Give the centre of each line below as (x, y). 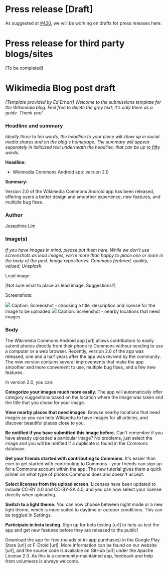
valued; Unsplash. (24, 266)
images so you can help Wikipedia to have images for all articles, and (76, 418)
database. (16, 449)
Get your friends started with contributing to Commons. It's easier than (80, 458)
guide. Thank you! (24, 113)
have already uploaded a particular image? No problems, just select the (79, 438)
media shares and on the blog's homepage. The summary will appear (77, 142)
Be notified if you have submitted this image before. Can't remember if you (84, 433)
